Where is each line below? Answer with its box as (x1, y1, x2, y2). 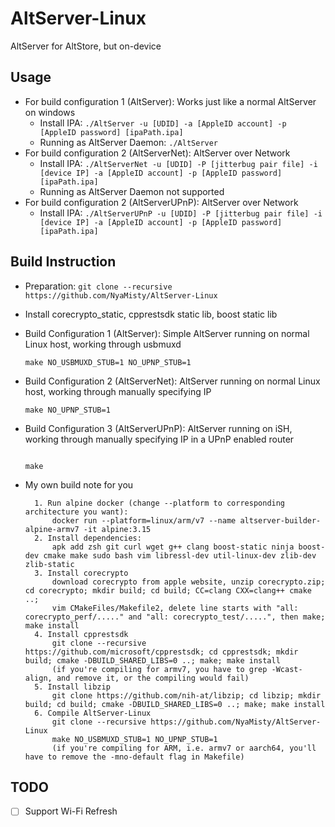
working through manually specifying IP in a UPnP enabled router (24, 433, 295, 445)
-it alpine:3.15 (83, 524, 152, 534)
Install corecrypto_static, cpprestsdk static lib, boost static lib (24, 308, 278, 320)
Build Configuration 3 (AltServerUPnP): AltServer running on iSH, (24, 422, 293, 434)
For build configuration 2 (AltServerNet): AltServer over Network (24, 147, 291, 159)
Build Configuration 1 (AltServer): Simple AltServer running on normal (24, 327, 310, 339)
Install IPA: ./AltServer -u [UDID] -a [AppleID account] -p (39, 117, 287, 129)
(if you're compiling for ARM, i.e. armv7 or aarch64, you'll (51, 743, 317, 753)
